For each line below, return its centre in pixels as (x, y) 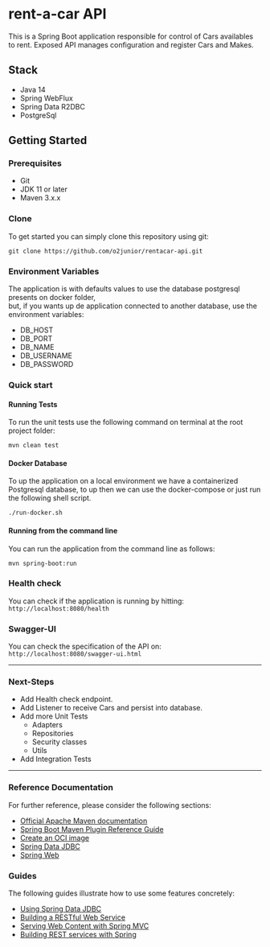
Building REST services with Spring (78, 935)
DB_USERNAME (46, 356)
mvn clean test (34, 446)
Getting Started (48, 140)
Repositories (53, 734)
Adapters (47, 725)
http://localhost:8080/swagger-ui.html (75, 654)
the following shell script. (50, 498)
